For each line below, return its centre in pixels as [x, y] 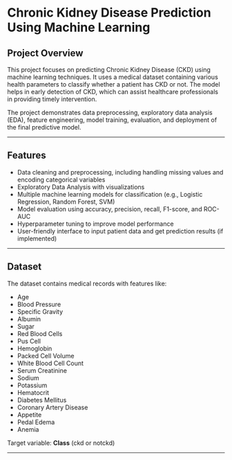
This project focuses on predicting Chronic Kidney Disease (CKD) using [109, 70]
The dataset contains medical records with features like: [87, 283]
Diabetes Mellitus [42, 400]
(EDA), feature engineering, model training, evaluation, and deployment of [112, 120]
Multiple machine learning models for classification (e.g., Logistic [110, 194]
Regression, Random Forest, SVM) [66, 202]
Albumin [29, 319]
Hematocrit [33, 392]
